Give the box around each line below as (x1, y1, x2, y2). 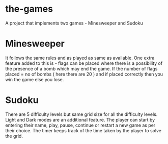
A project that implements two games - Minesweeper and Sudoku (5, 20, 144, 26)
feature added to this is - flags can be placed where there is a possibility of (5, 60, 163, 66)
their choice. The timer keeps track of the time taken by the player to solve (5, 127, 162, 133)
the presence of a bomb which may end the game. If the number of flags (5, 65, 158, 71)
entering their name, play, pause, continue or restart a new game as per (5, 122, 156, 128)
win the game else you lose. (5, 76, 64, 82)
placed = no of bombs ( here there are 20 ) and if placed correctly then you (5, 71, 163, 77)
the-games (5, 3, 53, 15)
